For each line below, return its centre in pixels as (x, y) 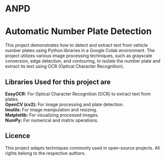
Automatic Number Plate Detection (79, 32)
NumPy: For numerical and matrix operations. (52, 120)
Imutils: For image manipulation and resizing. (51, 109)
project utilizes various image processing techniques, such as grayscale (79, 56)
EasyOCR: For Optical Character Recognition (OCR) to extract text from (78, 94)
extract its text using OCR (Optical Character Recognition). (65, 66)
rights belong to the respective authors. (45, 153)
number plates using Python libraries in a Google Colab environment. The (80, 51)
